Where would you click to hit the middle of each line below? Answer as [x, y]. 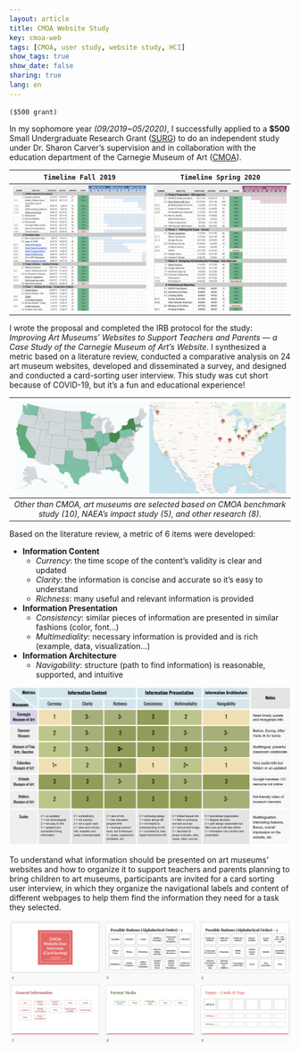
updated [51, 570]
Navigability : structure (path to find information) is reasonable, [150, 664]
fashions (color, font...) [77, 627]
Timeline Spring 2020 [220, 178]
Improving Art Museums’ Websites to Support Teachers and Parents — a [144, 337]
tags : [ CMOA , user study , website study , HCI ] [97, 47]
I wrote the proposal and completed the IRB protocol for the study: [131, 328]
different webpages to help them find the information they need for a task [144, 897]
